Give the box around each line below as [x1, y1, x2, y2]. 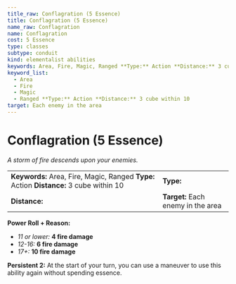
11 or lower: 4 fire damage [17, 232, 93, 240]
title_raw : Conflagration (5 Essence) [7, 10, 121, 18]
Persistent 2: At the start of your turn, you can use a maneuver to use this [7, 261, 221, 269]
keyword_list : [7, 69, 49, 76]
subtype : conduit [7, 50, 58, 57]
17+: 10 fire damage [17, 247, 76, 256]
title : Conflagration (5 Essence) [7, 17, 109, 24]
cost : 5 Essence [7, 37, 55, 44]
